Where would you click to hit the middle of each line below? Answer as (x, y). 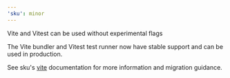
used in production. (35, 54)
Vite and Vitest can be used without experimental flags (85, 33)
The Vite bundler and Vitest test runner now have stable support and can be (115, 46)
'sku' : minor (26, 13)
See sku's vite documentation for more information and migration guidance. (115, 67)
